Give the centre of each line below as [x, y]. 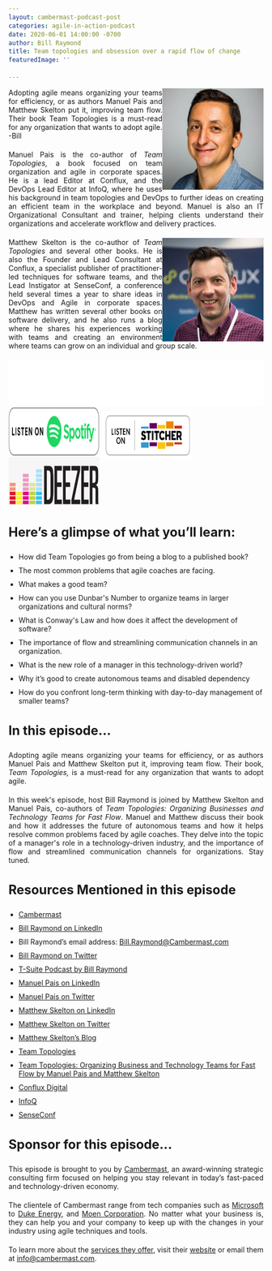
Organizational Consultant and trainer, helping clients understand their [136, 214]
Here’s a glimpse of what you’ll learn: [122, 532]
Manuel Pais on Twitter [57, 996]
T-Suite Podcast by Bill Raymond [73, 969]
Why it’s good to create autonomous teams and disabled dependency [134, 679]
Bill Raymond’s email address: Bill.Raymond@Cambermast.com [124, 941]
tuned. [19, 860]
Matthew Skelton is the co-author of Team [85, 242]
